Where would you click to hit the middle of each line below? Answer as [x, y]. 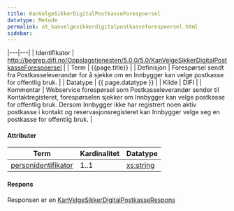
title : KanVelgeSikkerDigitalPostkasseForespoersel [84, 14]
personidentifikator [42, 166]
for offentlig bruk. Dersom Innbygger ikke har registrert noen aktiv [102, 104]
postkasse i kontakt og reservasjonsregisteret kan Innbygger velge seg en [114, 112]
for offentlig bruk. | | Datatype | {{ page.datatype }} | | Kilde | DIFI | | [105, 83]
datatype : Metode [32, 20]
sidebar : [20, 33]
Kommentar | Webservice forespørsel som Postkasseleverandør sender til [114, 90]
